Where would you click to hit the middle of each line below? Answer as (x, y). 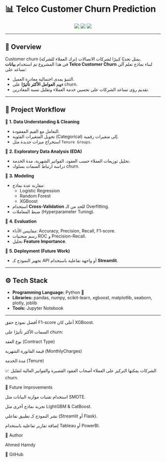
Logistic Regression (40, 190)
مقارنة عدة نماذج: (28, 185)
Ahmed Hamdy (20, 445)
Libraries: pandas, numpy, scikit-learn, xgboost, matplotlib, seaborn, (82, 298)
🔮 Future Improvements (29, 387)
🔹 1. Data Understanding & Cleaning (42, 122)
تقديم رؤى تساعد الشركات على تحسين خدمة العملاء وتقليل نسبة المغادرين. (81, 90)
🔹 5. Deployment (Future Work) (38, 251)
